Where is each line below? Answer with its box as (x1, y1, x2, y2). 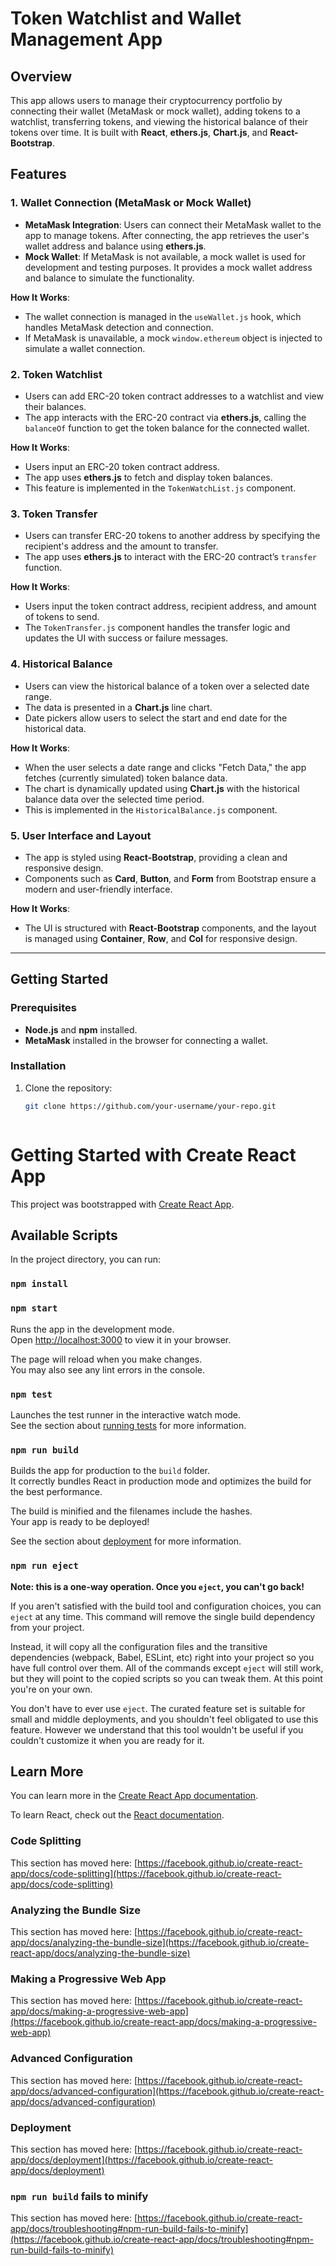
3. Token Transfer (10, 507, 98, 521)
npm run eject (10, 1560, 79, 1572)
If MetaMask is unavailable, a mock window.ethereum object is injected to (24, 332, 323, 344)
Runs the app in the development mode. (10, 1323, 175, 1335)
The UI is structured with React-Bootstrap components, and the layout (24, 922, 317, 934)
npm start (10, 1303, 58, 1314)
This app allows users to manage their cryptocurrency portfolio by (10, 95, 283, 106)
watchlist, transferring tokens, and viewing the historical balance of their (10, 116, 308, 127)
